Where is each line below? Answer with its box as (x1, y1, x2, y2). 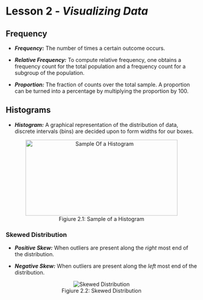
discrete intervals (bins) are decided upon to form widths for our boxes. (14, 128, 194, 135)
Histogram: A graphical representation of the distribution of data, (14, 121, 179, 128)
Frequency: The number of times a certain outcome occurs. (14, 44, 165, 52)
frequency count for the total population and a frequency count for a (14, 63, 186, 70)
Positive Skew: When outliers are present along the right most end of (14, 244, 189, 251)
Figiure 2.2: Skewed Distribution (61, 287, 142, 295)
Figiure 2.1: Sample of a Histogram (58, 215, 145, 222)
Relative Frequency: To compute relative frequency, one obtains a (14, 56, 182, 63)
